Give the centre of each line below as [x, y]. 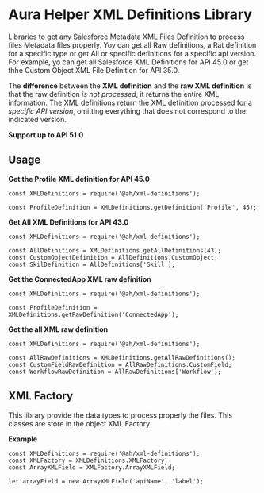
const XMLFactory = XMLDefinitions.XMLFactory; [88, 460]
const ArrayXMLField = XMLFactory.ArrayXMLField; [92, 467]
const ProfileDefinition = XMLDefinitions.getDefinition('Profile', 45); [133, 207]
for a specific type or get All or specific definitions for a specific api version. [132, 53]
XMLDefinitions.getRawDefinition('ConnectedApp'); [94, 314]
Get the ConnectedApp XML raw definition [80, 279]
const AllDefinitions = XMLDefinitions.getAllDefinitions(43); [115, 250]
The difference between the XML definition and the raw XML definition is [130, 86]
